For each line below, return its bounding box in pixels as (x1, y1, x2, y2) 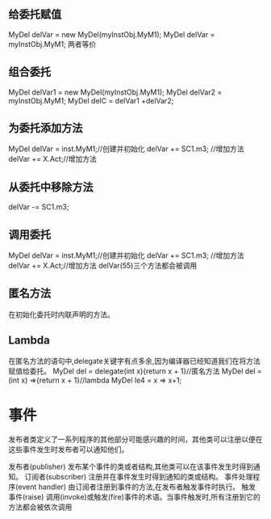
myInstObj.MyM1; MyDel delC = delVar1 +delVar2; (8, 95, 174, 105)
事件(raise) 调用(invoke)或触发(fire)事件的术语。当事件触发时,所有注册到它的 (8, 492, 261, 501)
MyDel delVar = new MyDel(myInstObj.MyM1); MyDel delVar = (8, 29, 215, 39)
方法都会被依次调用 (8, 502, 73, 512)
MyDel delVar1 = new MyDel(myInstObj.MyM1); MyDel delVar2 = (8, 87, 223, 97)
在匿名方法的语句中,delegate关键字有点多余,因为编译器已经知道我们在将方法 (8, 356, 261, 365)
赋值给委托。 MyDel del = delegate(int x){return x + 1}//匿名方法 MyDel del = (8, 366, 262, 376)
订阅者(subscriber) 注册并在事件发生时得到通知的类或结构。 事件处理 (23, 471, 253, 481)
